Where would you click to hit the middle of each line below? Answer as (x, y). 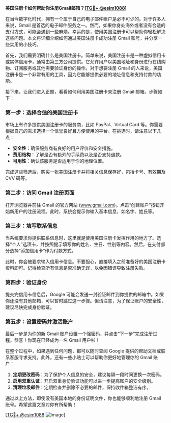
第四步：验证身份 (26, 282)
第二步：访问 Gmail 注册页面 (40, 193)
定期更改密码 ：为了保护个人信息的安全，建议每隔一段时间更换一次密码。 (88, 374)
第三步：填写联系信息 (31, 226)
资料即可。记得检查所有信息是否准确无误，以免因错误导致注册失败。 (77, 268)
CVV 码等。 (17, 178)
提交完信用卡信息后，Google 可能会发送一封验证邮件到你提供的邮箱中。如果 (85, 295)
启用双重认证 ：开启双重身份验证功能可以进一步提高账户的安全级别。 (84, 381)
